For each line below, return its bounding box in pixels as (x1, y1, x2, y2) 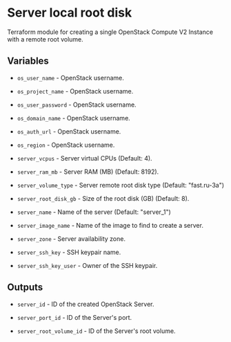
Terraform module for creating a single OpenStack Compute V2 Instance (7, 28, 214, 36)
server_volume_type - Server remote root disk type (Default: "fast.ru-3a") (17, 181, 225, 189)
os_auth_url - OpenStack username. (17, 127, 121, 136)
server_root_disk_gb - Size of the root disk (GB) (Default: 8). (17, 194, 190, 202)
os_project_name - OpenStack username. (17, 87, 134, 95)
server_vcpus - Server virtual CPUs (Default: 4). (17, 154, 153, 162)
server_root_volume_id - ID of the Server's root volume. (17, 327, 176, 335)
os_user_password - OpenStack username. (17, 100, 137, 109)
